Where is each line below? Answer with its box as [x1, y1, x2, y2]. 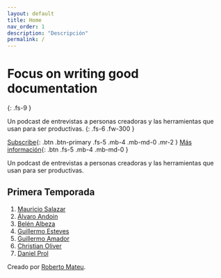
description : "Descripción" [7, 29, 89, 37]
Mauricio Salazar [17, 204, 66, 213]
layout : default [7, 10, 54, 17]
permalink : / [7, 36, 45, 43]
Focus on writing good [7, 66, 139, 82]
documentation [7, 81, 98, 97]
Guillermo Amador [17, 234, 69, 243]
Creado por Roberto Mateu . [7, 262, 86, 271]
